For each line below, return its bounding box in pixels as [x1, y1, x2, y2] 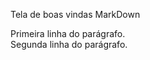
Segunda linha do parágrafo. [10, 39, 128, 50]
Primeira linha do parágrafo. [10, 28, 126, 39]
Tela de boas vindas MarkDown [10, 9, 141, 20]
